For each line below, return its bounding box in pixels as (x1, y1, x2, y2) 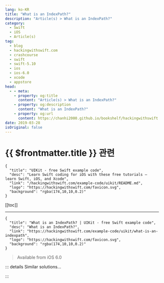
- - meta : (9, 89, 29, 94)
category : (5, 20, 25, 26)
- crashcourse (9, 52, 38, 57)
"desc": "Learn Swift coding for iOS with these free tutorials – (9, 172, 147, 177)
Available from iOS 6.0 (17, 254, 62, 261)
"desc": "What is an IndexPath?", (9, 225, 80, 229)
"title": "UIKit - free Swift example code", (9, 168, 104, 173)
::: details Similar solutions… (5, 264, 61, 270)
